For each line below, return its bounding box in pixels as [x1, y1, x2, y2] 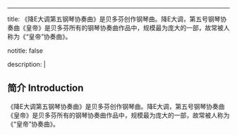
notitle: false [7, 46, 44, 55]
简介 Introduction [7, 82, 84, 94]
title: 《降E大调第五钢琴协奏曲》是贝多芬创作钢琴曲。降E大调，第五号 [7, 15, 208, 23]
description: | [7, 60, 46, 68]
